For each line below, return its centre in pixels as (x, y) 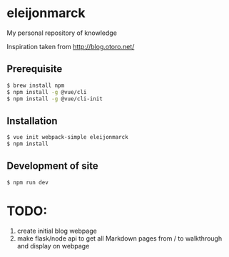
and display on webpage (53, 246)
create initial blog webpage (57, 231)
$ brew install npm (36, 85)
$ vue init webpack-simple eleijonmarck (68, 137)
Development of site (52, 166)
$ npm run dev (28, 182)
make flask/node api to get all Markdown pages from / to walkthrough (119, 238)
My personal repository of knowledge (62, 33)
